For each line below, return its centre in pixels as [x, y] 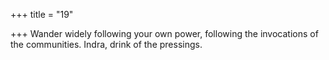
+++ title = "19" [42, 14]
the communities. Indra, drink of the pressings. [106, 44]
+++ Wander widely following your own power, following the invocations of [164, 33]
